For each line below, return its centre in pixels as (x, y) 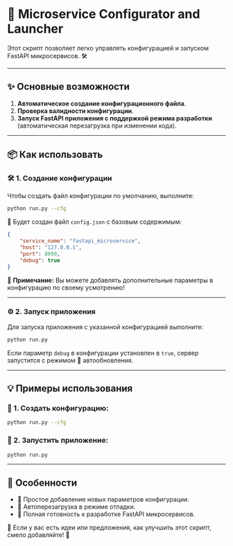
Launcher (35, 29)
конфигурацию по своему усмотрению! (66, 288)
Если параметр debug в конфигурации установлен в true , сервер (103, 353)
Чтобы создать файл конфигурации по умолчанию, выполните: (101, 196)
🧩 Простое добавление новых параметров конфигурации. (103, 500)
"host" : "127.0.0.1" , (51, 248)
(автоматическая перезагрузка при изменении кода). (97, 125)
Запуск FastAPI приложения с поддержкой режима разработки (115, 118)
